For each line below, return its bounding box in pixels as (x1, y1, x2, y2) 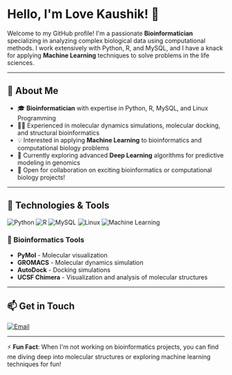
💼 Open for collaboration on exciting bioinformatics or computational (17, 165, 213, 174)
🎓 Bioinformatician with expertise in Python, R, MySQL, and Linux (17, 104, 209, 112)
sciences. (7, 58, 35, 66)
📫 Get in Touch (7, 300, 75, 312)
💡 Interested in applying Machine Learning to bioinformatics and (17, 136, 202, 144)
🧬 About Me (7, 85, 59, 97)
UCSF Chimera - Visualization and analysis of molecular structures (17, 273, 209, 281)
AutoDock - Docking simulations (17, 266, 110, 274)
